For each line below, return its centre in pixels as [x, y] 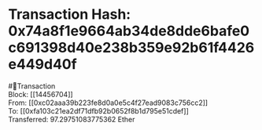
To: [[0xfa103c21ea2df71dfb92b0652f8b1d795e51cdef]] [98, 110]
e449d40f [42, 65]
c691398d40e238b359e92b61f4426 [131, 48]
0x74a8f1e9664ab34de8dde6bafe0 [129, 31]
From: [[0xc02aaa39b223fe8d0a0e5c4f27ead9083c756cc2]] [108, 103]
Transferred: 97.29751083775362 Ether [72, 119]
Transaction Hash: [70, 14]
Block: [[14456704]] [41, 94]
